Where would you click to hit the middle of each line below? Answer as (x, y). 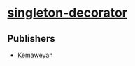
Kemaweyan (35, 55)
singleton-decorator (67, 13)
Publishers (31, 39)
